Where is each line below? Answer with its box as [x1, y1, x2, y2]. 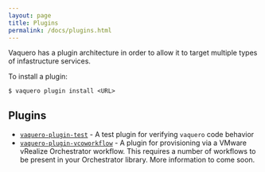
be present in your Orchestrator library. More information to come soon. [19, 155, 255, 165]
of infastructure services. [8, 56, 92, 66]
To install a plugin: [8, 72, 68, 82]
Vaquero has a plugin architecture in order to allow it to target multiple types [8, 48, 258, 58]
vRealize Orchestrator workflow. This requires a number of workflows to [19, 147, 256, 156]
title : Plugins [8, 19, 59, 27]
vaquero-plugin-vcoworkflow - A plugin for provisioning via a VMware [19, 138, 247, 147]
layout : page [8, 11, 52, 20]
